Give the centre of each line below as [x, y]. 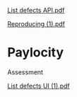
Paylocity [36, 53]
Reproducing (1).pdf [36, 24]
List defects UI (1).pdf [39, 86]
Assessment [25, 72]
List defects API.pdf [36, 10]
